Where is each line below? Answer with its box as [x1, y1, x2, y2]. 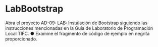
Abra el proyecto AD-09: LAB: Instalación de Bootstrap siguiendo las [5, 20, 148, 26]
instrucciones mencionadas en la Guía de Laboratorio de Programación [5, 25, 153, 31]
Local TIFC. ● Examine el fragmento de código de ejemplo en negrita [5, 30, 150, 36]
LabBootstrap [5, 3, 64, 15]
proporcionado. [5, 36, 37, 42]
